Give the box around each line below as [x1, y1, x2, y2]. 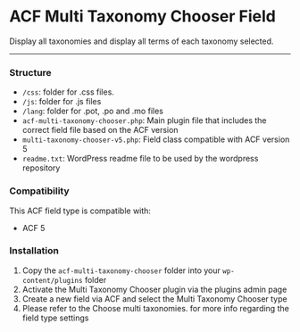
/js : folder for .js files [21, 96, 102, 107]
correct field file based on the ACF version [21, 125, 179, 136]
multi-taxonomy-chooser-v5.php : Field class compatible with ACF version [21, 134, 290, 145]
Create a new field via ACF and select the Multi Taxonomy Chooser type [21, 293, 287, 304]
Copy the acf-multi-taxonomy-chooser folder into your [21, 265, 221, 276]
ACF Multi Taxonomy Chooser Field [9, 6, 277, 27]
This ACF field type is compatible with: [9, 205, 152, 216]
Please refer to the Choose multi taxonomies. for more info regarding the [21, 303, 290, 313]
